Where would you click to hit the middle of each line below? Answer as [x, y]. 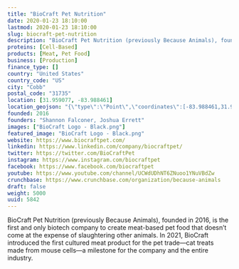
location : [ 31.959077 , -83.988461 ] [60, 101]
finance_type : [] [33, 67]
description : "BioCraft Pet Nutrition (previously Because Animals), [113, 41]
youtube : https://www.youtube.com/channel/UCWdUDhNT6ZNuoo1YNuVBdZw [111, 173]
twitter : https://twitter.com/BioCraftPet [71, 153]
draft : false [27, 186]
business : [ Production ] [43, 61]
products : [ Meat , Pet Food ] [49, 54]
